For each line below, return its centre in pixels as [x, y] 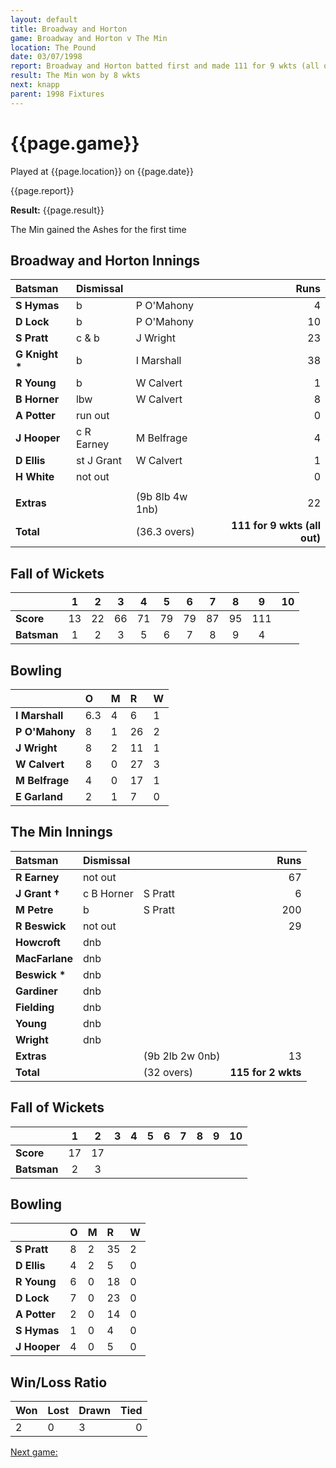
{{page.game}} [75, 143]
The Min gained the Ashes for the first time [98, 229]
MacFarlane [44, 958]
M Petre [34, 909]
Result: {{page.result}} [57, 210]
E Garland [39, 796]
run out [92, 416]
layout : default [44, 19]
